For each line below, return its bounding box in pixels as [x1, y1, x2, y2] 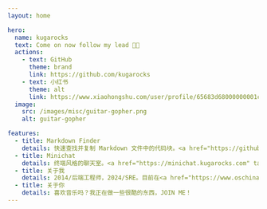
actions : [14, 49, 44, 57]
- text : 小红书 [22, 77, 69, 86]
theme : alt [28, 85, 65, 93]
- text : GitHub [22, 56, 73, 64]
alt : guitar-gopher [22, 115, 87, 124]
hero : [7, 26, 26, 34]
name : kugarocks [14, 34, 69, 41]
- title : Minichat [14, 152, 77, 160]
